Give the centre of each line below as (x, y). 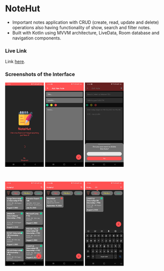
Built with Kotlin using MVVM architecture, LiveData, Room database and (86, 33)
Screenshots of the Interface (40, 75)
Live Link (16, 51)
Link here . (15, 62)
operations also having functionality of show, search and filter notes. (82, 27)
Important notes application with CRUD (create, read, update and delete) (85, 22)
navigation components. (37, 38)
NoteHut (23, 9)
